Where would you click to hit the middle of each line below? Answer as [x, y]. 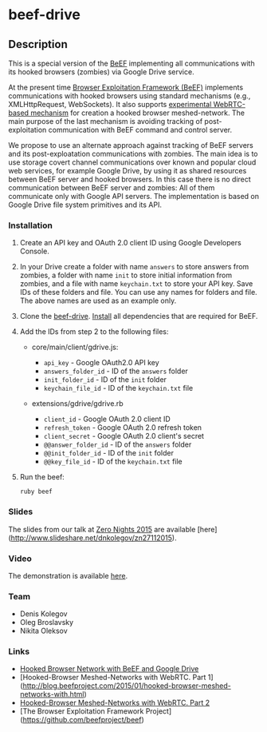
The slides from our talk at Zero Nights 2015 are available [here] [113, 529]
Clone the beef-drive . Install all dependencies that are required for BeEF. [139, 316]
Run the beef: [42, 477]
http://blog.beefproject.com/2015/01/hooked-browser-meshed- [127, 686]
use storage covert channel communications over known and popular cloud [132, 162]
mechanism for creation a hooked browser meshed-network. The [138, 113]
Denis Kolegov [43, 614]
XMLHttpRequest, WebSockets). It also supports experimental [110, 104]
